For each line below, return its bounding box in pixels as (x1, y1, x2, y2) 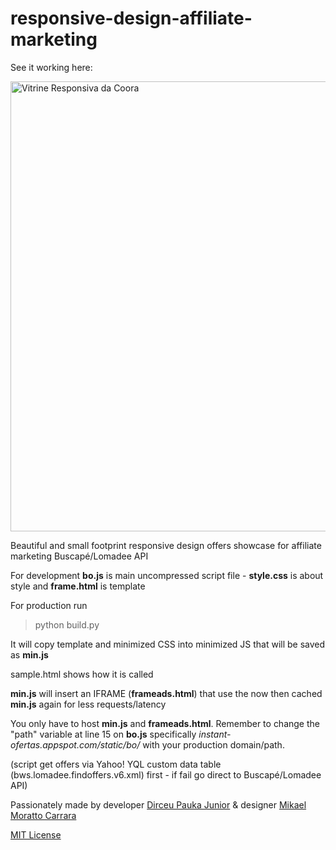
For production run (10, 599, 88, 611)
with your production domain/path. (142, 738, 285, 751)
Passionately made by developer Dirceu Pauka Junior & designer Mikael (10, 798, 307, 811)
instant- (198, 728, 232, 740)
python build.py (34, 618, 100, 631)
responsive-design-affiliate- (10, 7, 253, 30)
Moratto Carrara (10, 809, 77, 821)
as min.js (10, 648, 49, 661)
